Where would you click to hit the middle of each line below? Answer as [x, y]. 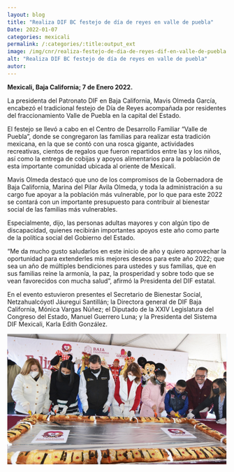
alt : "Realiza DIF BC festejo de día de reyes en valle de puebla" [108, 59]
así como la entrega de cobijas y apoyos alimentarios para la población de [114, 158]
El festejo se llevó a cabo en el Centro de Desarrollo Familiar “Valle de [107, 128]
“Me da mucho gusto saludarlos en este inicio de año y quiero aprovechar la [117, 251]
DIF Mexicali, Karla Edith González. [58, 324]
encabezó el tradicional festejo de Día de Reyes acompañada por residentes [117, 108]
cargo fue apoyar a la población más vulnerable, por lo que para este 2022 [115, 194]
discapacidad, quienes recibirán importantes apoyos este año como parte [114, 230]
